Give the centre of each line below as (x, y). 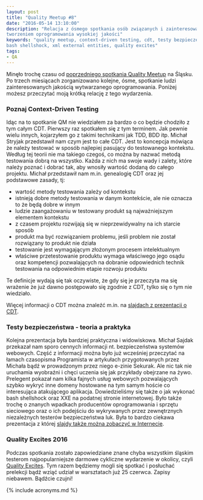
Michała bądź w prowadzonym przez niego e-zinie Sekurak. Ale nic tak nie (99, 366)
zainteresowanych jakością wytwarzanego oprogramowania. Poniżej (92, 87)
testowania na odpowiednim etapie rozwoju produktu (81, 268)
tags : (13, 51)
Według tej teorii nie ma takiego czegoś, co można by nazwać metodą (93, 154)
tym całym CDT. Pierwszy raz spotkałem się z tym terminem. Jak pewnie (97, 128)
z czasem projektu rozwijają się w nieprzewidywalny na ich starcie (98, 224)
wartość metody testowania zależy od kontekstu (75, 192)
